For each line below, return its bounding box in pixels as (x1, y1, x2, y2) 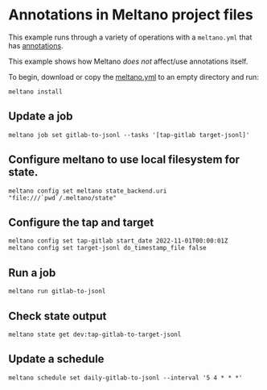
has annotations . (8, 40, 64, 50)
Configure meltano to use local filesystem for (8, 153, 240, 167)
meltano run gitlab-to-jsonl (8, 288, 106, 296)
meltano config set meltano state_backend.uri (8, 187, 167, 195)
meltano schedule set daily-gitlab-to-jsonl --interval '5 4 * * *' (8, 373, 243, 382)
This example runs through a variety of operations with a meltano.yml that (8, 32, 253, 42)
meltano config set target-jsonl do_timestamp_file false (8, 244, 207, 252)
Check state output (8, 309, 107, 323)
